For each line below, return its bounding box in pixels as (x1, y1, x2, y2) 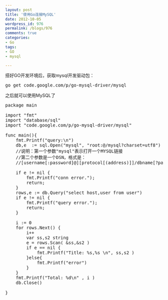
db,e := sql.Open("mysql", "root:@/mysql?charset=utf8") (15, 142, 161, 148)
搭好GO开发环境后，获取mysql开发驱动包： (5, 72, 94, 78)
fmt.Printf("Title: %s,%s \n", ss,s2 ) (36, 250, 135, 255)
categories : (5, 35, 30, 40)
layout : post (5, 7, 32, 12)
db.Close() (15, 280, 42, 285)
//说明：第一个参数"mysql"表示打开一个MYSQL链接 (15, 148, 123, 154)
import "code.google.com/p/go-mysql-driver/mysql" (5, 122, 132, 128)
